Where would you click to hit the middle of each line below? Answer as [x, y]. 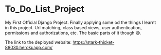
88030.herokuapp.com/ [29, 47]
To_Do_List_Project [45, 9]
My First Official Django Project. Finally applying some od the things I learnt [80, 22]
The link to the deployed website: [38, 42]
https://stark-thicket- [94, 42]
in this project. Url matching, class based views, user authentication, [73, 27]
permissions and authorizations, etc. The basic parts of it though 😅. [73, 33]
